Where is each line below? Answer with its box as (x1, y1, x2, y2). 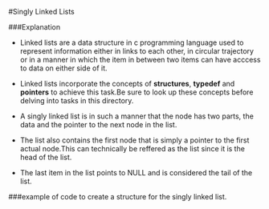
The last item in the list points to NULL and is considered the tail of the (19, 168, 253, 177)
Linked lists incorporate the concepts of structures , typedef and (19, 79, 235, 88)
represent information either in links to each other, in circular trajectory (19, 46, 255, 55)
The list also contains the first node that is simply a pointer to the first (19, 135, 250, 145)
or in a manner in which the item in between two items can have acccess (19, 55, 261, 64)
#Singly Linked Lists (8, 7, 75, 16)
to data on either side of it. (19, 63, 108, 73)
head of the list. (19, 152, 72, 162)
